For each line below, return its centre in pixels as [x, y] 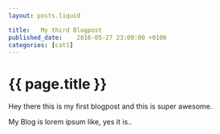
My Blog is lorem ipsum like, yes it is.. [70, 122]
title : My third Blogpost [55, 30]
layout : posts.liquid [45, 16]
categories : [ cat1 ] [41, 45]
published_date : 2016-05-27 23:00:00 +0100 [88, 37]
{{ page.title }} [58, 84]
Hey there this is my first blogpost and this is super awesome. [110, 106]
